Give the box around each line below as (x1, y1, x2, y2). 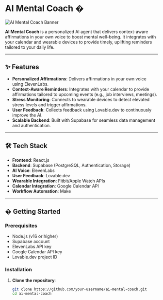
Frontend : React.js (12, 157, 49, 163)
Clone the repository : (12, 277, 56, 283)
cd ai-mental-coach (12, 291, 52, 296)
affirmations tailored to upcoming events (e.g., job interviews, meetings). (12, 91, 158, 97)
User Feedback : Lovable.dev (12, 172, 70, 178)
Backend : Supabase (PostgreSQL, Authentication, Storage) (12, 162, 130, 168)
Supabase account (12, 239, 50, 244)
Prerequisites (5, 222, 37, 229)
